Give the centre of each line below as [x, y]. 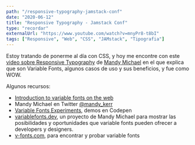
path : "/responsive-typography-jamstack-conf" [64, 12]
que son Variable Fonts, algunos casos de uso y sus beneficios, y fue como [98, 68]
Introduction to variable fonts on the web [64, 98]
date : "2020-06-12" [30, 17]
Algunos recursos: [28, 86]
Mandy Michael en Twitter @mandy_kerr [64, 104]
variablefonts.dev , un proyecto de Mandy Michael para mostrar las [95, 117]
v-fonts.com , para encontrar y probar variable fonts [77, 136]
